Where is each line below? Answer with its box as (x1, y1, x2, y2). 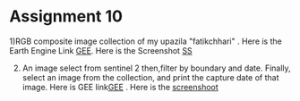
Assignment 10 (9, 6, 124, 27)
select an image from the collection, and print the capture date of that (21, 72, 279, 82)
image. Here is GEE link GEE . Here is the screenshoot (21, 81, 219, 92)
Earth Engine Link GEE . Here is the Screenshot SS (9, 45, 193, 55)
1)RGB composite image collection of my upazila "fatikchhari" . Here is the (9, 36, 282, 46)
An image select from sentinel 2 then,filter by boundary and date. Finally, (21, 63, 291, 73)
